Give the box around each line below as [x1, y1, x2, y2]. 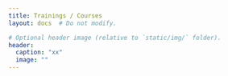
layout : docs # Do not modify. [8, 19, 117, 27]
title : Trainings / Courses [8, 11, 103, 20]
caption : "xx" [15, 49, 63, 57]
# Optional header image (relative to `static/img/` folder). [8, 34, 222, 42]
